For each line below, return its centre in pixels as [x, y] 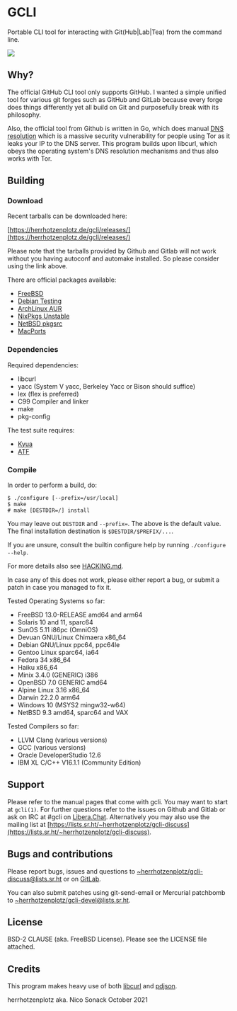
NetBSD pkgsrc [40, 324]
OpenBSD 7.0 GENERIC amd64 [62, 682]
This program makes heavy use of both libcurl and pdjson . [92, 986]
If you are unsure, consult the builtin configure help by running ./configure [117, 545]
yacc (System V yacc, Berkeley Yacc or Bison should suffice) [106, 386]
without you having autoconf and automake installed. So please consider [113, 258]
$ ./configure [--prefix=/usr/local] [63, 498]
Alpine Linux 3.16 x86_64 [53, 690]
